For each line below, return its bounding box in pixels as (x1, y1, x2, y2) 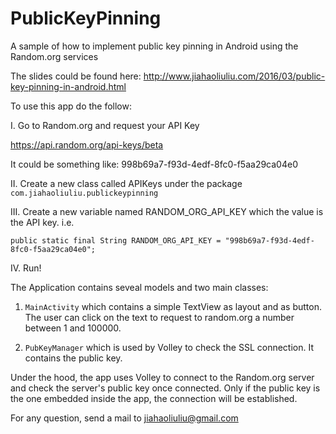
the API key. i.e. (10, 216, 75, 228)
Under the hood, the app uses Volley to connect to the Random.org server (10, 371, 315, 383)
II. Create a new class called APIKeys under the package (10, 177, 243, 189)
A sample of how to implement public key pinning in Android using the (10, 40, 299, 52)
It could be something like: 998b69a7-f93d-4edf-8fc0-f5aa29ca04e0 (10, 158, 298, 170)
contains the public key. (24, 352, 123, 364)
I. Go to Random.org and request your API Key (10, 119, 200, 131)
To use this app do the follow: (10, 100, 133, 112)
